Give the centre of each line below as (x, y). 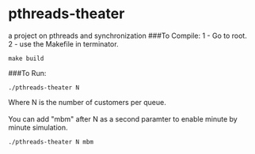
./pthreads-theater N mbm (51, 142)
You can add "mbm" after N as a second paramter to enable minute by (123, 118)
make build (26, 58)
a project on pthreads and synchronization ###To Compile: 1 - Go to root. (127, 36)
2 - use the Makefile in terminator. (63, 43)
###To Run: (27, 73)
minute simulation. (38, 127)
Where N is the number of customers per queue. (87, 102)
